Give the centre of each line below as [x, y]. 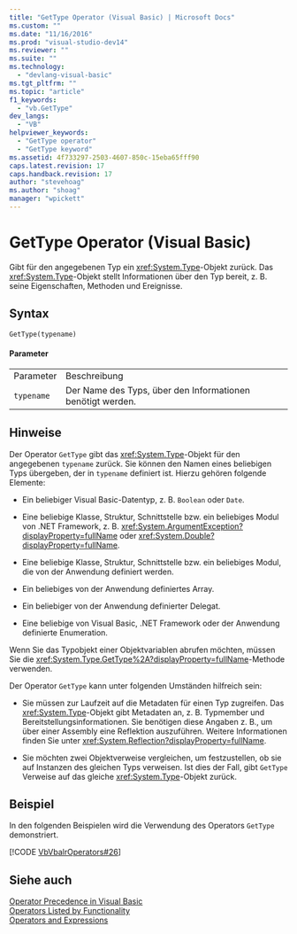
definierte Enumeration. [65, 632]
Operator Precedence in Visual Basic [76, 901]
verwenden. [31, 668]
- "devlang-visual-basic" [65, 75]
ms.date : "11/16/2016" [51, 34]
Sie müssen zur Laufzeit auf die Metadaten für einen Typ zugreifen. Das [153, 703]
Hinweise [35, 433]
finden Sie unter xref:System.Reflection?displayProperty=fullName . [144, 740]
